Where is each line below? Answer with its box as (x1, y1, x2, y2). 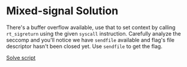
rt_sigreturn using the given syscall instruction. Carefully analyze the (6, 30, 181, 37)
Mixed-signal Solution (6, 4, 119, 18)
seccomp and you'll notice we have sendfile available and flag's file (6, 36, 175, 43)
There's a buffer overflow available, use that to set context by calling (6, 24, 176, 31)
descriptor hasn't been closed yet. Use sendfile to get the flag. (6, 43, 163, 50)
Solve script (6, 54, 36, 61)
